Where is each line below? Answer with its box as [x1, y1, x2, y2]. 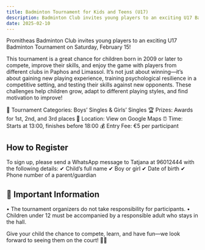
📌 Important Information [6, 189, 99, 199]
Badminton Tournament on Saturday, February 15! [6, 43, 131, 51]
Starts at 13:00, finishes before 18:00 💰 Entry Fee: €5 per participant [6, 123, 179, 130]
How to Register [6, 142, 68, 152]
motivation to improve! [6, 94, 63, 101]
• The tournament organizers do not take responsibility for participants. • [6, 205, 190, 212]
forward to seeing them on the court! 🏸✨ [6, 237, 107, 244]
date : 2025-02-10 [6, 20, 51, 26]
